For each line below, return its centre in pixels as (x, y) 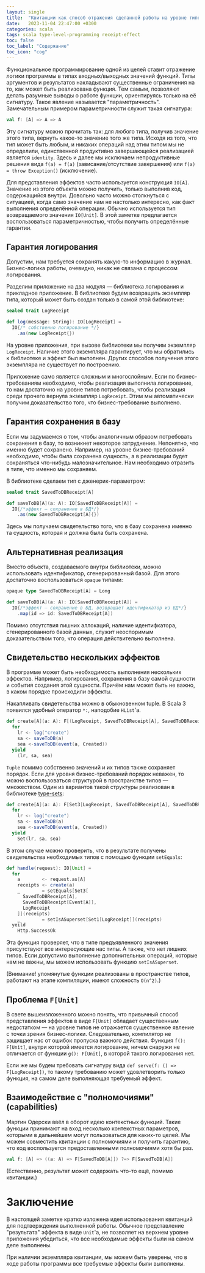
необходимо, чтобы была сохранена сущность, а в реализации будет (97, 456)
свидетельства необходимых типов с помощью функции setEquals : (94, 857)
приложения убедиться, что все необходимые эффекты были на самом (100, 1239)
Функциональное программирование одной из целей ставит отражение (101, 69)
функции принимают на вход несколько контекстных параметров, (93, 1128)
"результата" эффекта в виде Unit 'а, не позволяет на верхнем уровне (98, 1232)
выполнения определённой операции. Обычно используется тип (91, 208)
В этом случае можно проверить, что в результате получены (86, 850)
